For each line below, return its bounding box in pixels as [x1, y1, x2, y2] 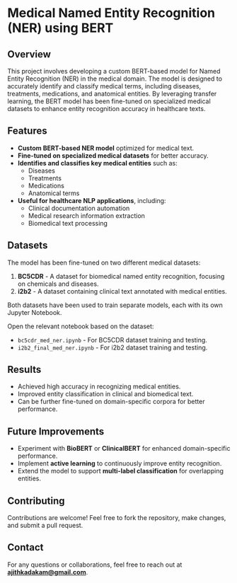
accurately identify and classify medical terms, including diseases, [7, 82, 202, 90]
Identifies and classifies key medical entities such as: [17, 158, 178, 167]
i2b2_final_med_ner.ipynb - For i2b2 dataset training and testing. [17, 343, 208, 352]
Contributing [7, 495, 65, 507]
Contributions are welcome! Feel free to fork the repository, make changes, [7, 514, 226, 522]
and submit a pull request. [7, 521, 83, 530]
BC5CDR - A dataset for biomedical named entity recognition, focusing [17, 272, 225, 280]
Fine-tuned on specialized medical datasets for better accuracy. [17, 151, 209, 160]
